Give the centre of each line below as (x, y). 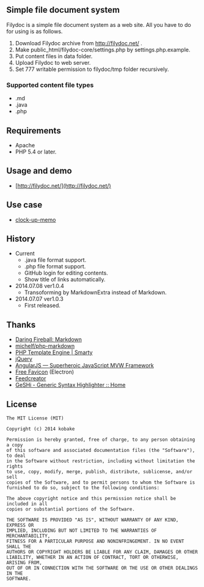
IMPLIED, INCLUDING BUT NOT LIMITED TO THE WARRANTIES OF (82, 530)
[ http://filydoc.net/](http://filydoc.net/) (63, 185)
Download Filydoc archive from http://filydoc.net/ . (78, 43)
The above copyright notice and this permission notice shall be (91, 498)
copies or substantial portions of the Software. (71, 509)
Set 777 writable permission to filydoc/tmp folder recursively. (92, 69)
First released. (42, 306)
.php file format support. (55, 267)
